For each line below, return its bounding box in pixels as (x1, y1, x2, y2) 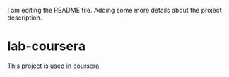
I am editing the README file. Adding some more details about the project (7, 6, 222, 14)
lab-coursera (7, 38, 86, 54)
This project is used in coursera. (7, 61, 101, 70)
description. (7, 13, 42, 22)
